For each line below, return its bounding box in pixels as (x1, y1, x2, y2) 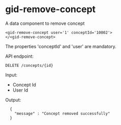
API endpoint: (5, 53, 34, 59)
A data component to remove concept (5, 20, 85, 26)
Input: (5, 72, 18, 78)
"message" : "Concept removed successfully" (14, 111, 110, 116)
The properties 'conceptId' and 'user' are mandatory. (5, 43, 117, 49)
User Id (12, 87, 28, 93)
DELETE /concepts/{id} (5, 63, 53, 68)
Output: (5, 97, 21, 103)
